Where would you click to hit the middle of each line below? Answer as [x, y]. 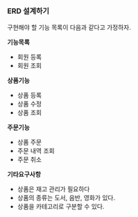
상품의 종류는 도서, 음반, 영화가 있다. [66, 198]
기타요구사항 [24, 175]
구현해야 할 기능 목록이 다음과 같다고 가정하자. [69, 27]
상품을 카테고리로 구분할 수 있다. [61, 207]
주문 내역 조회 [36, 151]
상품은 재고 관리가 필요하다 [53, 189]
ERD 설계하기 [28, 10]
